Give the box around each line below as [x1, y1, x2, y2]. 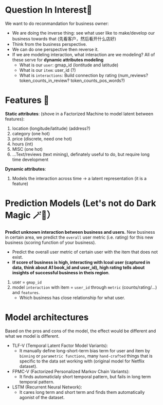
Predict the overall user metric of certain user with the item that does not [12, 249, 158, 255]
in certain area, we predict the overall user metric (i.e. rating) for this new [5, 234, 154, 240]
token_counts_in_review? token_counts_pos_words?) [19, 78, 125, 83]
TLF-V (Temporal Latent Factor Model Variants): [12, 343, 109, 348]
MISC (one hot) [12, 146, 43, 152]
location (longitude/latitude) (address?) [12, 125, 91, 131]
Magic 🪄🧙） [5, 210, 56, 221]
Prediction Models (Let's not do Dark [5, 198, 157, 209]
